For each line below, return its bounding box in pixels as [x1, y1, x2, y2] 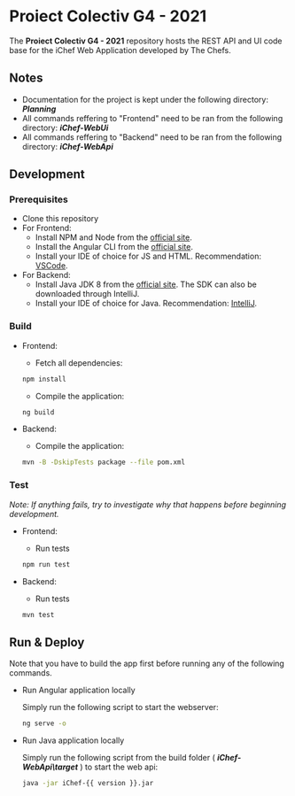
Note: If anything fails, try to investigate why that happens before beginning [9, 498, 286, 510]
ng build [21, 407, 55, 417]
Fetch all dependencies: [35, 357, 123, 368]
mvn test [21, 610, 55, 619]
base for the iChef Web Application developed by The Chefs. [9, 44, 232, 55]
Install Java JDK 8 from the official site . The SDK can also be [35, 279, 257, 290]
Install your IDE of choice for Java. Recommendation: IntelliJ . [35, 298, 257, 309]
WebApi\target [21, 761, 78, 772]
